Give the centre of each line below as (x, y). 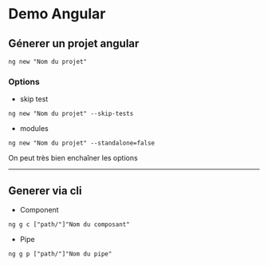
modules (34, 129)
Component (39, 210)
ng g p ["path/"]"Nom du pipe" (60, 254)
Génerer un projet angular (74, 44)
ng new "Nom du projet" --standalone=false (82, 143)
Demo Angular (57, 14)
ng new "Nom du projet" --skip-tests (71, 114)
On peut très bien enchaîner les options (73, 158)
